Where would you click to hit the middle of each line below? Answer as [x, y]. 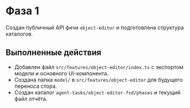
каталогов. [19, 33]
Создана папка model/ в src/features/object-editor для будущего [99, 79]
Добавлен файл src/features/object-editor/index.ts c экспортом [99, 67]
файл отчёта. [31, 98]
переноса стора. [36, 86]
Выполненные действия [53, 53]
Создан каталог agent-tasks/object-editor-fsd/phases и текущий [97, 92]
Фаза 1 [22, 11]
